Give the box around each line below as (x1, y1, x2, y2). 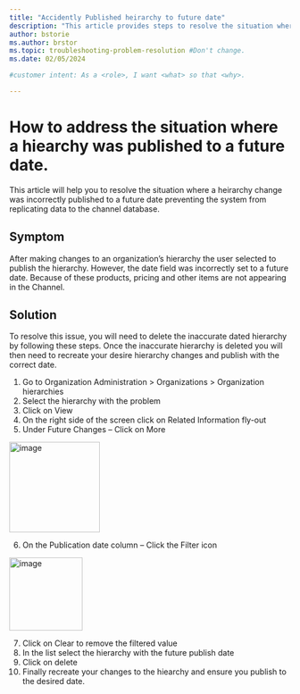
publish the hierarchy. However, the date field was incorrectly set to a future (9, 263, 288, 273)
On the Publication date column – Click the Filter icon (21, 539, 217, 550)
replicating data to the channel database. (9, 203, 161, 214)
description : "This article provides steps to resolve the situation (9, 21, 274, 30)
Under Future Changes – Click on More (21, 424, 166, 435)
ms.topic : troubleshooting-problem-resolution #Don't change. (9, 46, 246, 55)
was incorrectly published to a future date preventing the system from (9, 194, 267, 205)
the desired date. (21, 676, 86, 687)
